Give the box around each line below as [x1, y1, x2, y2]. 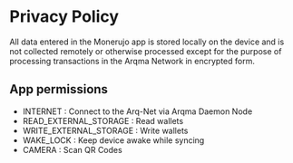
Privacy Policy [9, 6, 120, 27]
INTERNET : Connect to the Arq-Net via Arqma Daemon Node [22, 106, 253, 117]
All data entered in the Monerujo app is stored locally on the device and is [9, 36, 285, 47]
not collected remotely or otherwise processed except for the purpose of [9, 45, 282, 56]
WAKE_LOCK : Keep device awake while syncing [22, 134, 205, 146]
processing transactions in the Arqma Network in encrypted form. [9, 55, 256, 66]
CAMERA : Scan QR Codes [22, 144, 122, 155]
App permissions [9, 81, 109, 97]
